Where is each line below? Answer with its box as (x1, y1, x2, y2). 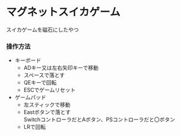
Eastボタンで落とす (23, 109, 71, 116)
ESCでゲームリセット (23, 86, 76, 93)
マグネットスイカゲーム (6, 5, 120, 19)
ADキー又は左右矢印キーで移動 (23, 64, 99, 72)
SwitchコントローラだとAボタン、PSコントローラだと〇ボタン (23, 116, 175, 123)
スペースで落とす (23, 72, 65, 79)
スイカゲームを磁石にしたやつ (6, 26, 79, 33)
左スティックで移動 (23, 101, 71, 108)
